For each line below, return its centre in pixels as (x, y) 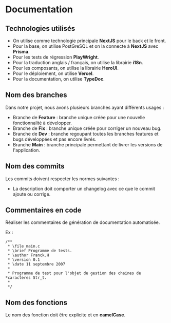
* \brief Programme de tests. (40, 251)
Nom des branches (36, 95)
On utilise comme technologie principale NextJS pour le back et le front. (89, 41)
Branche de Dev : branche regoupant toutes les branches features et (85, 134)
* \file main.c (24, 246)
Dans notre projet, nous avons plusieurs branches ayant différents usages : (85, 107)
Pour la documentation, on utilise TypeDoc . (59, 79)
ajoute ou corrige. (32, 194)
